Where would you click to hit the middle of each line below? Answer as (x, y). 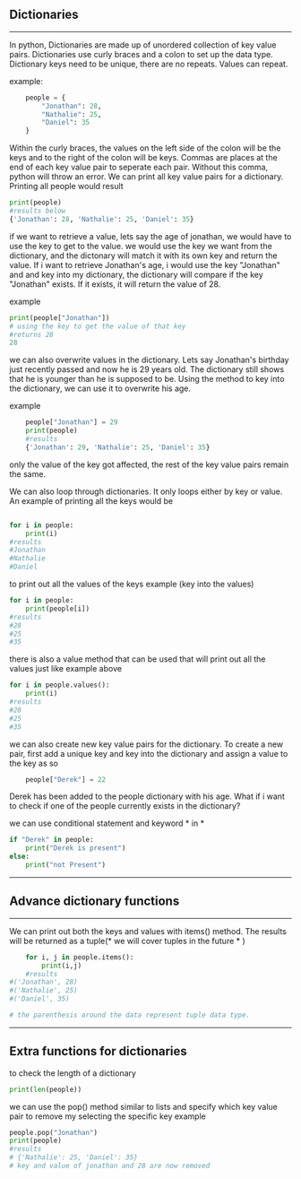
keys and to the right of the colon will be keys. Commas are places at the (143, 158)
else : (19, 857)
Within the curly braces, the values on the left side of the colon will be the (145, 148)
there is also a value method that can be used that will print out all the (138, 659)
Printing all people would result (66, 186)
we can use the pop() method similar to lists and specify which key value (143, 1106)
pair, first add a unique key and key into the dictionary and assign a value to (149, 753)
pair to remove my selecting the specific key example (107, 1116)
